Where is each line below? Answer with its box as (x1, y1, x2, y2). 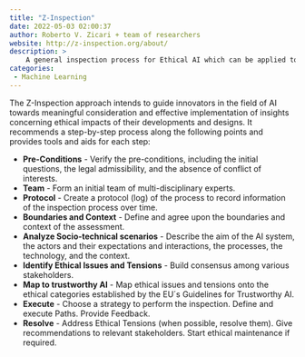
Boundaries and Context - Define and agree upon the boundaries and (22, 211, 286, 223)
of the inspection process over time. (22, 202, 159, 213)
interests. (22, 173, 58, 183)
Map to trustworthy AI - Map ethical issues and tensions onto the (22, 279, 270, 290)
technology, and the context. (22, 250, 131, 261)
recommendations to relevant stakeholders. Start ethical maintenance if (22, 327, 290, 338)
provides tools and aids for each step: (9, 135, 152, 146)
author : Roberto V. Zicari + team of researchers (9, 30, 202, 39)
